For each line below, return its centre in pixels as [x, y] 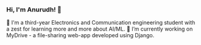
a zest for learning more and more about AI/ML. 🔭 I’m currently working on [100, 29]
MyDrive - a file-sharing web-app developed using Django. [80, 35]
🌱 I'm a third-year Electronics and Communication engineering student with [101, 23]
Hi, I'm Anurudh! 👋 [34, 10]
